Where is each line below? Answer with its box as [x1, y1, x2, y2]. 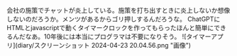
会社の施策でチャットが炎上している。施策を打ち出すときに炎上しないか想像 [6, 6, 231, 14]
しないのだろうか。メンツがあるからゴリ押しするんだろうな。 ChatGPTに [6, 15, 221, 23]
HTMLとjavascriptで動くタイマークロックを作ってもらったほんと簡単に [6, 24, 214, 31]
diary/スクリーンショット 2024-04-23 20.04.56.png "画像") [17, 41, 192, 49]
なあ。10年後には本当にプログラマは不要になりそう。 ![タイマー [25, 32, 211, 41]
